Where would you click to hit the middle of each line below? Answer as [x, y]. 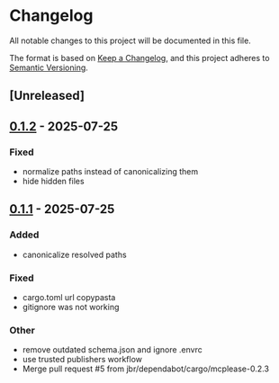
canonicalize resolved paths [75, 254]
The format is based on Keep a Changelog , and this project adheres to [139, 58]
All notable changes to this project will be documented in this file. [130, 40]
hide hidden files [53, 182]
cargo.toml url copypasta [69, 297]
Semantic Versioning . [49, 67]
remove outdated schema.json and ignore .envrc [112, 350]
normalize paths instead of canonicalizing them [110, 172]
